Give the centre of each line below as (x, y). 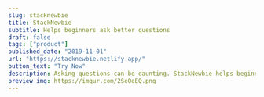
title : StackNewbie (40, 23)
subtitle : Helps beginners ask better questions (89, 30)
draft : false (29, 37)
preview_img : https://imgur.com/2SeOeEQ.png (82, 81)
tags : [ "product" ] (38, 45)
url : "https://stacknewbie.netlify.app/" (77, 59)
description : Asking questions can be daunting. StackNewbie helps (121, 74)
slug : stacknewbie (38, 15)
